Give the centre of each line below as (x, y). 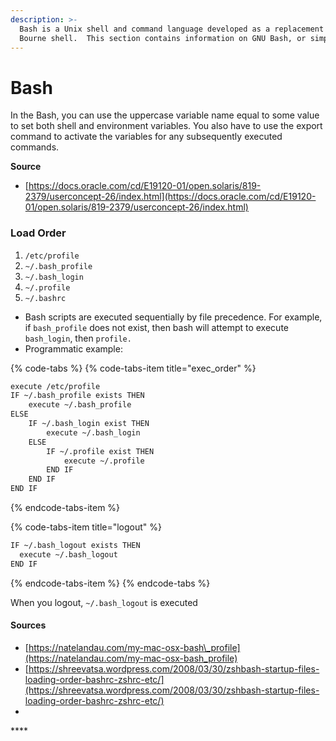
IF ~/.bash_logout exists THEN (75, 546)
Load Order (38, 233)
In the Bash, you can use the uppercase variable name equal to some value (165, 115)
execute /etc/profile (55, 386)
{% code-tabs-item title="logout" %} (86, 527)
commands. (35, 147)
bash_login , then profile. (78, 338)
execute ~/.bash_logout (68, 554)
